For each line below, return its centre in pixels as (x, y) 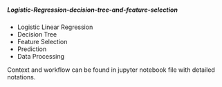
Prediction (32, 49)
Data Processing (40, 56)
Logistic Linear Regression (55, 27)
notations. (21, 77)
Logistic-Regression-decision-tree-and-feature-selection (93, 10)
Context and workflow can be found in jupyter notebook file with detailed (111, 70)
